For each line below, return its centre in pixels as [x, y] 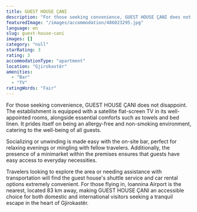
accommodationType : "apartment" [46, 61]
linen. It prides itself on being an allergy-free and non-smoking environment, [99, 124]
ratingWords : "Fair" [32, 88]
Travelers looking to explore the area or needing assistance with [84, 171]
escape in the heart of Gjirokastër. [47, 203]
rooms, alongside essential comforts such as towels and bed [106, 117]
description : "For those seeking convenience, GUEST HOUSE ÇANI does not [99, 17]
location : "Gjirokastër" [37, 66]
